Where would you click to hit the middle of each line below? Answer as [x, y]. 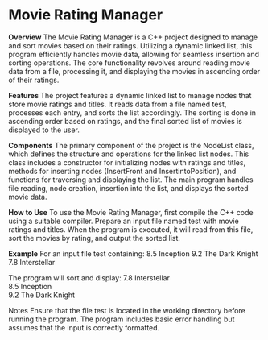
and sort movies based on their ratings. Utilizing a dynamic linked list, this [130, 45]
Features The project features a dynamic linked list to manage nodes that [130, 95]
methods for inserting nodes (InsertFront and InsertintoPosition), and [122, 171]
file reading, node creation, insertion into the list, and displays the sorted [128, 188]
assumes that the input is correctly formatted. [84, 327]
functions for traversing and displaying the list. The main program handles [131, 180]
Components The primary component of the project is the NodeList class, [131, 145]
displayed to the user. [44, 130]
